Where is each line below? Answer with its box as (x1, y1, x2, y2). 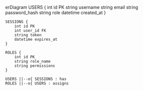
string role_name (14, 59, 51, 64)
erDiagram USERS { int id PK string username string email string (5, 5, 138, 10)
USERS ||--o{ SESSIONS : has (5, 76, 67, 81)
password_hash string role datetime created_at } (5, 10, 106, 16)
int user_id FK (14, 28, 46, 33)
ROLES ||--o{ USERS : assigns (5, 81, 69, 86)
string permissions (14, 63, 56, 68)
